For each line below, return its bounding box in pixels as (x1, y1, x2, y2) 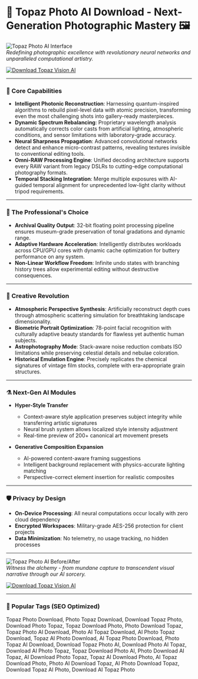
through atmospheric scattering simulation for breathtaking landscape (14, 311, 185, 319)
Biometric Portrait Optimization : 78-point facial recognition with (14, 324, 172, 331)
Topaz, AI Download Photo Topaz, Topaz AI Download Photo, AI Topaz (6, 653, 177, 660)
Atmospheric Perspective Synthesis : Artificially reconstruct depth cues (14, 305, 190, 312)
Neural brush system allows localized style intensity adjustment (23, 426, 178, 433)
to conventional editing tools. (14, 150, 85, 158)
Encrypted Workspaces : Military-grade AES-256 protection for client (14, 522, 184, 530)
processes (14, 541, 41, 548)
